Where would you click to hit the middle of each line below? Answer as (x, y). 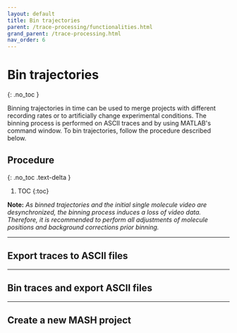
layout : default (31, 14)
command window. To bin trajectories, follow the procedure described (109, 131)
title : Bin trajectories (44, 20)
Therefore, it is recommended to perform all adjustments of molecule (108, 219)
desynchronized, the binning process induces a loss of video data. (104, 212)
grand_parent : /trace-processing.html (64, 34)
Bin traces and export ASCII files (80, 288)
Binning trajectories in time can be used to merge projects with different (112, 108)
